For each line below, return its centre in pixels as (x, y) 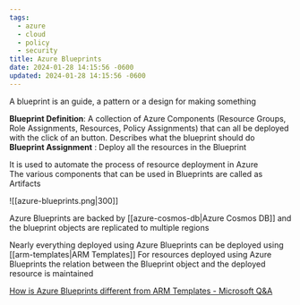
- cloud (32, 34)
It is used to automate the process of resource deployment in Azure (134, 164)
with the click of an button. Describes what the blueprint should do (132, 137)
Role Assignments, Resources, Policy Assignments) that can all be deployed (149, 128)
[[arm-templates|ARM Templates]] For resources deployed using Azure (141, 254)
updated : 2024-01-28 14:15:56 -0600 (77, 76)
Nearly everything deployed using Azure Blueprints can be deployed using (146, 245)
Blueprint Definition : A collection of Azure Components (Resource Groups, (148, 118)
